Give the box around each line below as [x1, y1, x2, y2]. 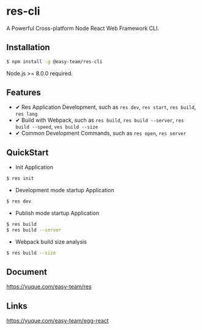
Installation [6, 42, 50, 53]
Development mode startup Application [15, 187, 114, 194]
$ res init [6, 176, 34, 182]
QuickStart [6, 147, 49, 157]
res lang [15, 111, 38, 118]
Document [6, 267, 47, 277]
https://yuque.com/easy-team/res [6, 283, 92, 290]
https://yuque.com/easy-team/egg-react [6, 317, 109, 324]
